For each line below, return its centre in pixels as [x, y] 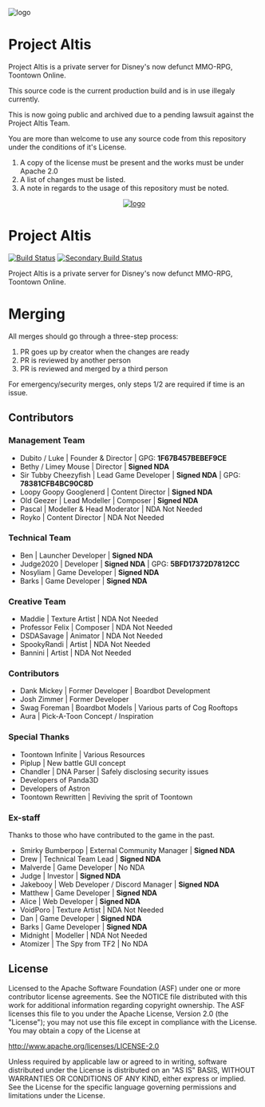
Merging [37, 314]
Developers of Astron [55, 788]
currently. [24, 99]
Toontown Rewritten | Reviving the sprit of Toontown [106, 797]
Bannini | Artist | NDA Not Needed [75, 653]
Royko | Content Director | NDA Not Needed [92, 517]
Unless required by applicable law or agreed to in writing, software [118, 1061]
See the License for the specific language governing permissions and [123, 1087]
